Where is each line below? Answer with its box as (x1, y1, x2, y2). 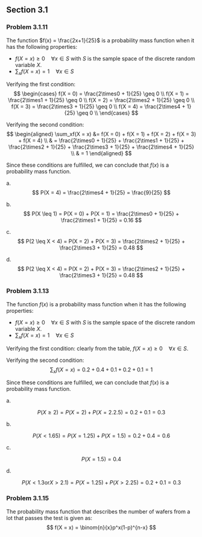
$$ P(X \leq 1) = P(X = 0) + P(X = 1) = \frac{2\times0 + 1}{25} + (23, 210, 180, 217)
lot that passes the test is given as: (6, 514, 92, 521)
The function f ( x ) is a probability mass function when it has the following (6, 300, 186, 307)
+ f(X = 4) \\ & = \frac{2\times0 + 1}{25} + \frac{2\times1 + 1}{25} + (17, 137, 185, 144)
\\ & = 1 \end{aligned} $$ (71, 150, 132, 157)
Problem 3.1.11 (6, 23, 48, 31)
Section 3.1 (6, 5, 48, 15)
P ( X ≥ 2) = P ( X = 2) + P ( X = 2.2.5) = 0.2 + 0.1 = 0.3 (37, 409, 166, 416)
